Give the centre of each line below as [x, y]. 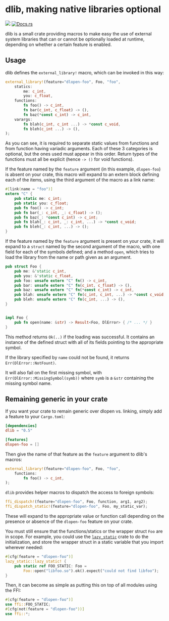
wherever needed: [24, 548]
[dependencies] [21, 426]
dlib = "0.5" [19, 431]
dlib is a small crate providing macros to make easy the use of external [79, 33]
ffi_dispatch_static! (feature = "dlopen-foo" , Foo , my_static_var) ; [76, 507]
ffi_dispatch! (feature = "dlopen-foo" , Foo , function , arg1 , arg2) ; [76, 502]
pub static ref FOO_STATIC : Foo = [50, 566]
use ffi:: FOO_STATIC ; [28, 605]
